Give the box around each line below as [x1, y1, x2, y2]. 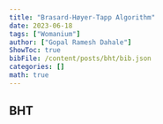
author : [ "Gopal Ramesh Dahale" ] [9, 37, 132, 47]
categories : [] [9, 63, 65, 72]
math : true [9, 71, 49, 80]
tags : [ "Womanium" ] [9, 29, 81, 38]
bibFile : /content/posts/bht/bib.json [9, 54, 152, 63]
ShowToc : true [9, 46, 62, 55]
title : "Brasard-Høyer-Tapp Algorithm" [9, 12, 156, 22]
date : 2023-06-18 [9, 21, 73, 30]
